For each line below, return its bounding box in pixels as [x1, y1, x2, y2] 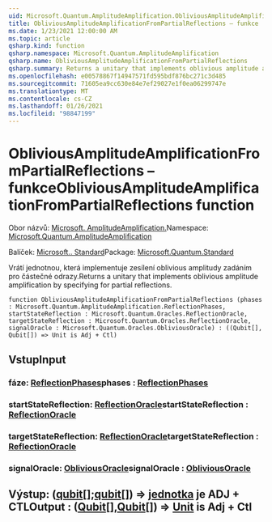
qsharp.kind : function [8, 42, 85, 50]
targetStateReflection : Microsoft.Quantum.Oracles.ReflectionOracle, [8, 316, 252, 325]
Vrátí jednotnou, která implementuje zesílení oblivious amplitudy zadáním [8, 262, 253, 272]
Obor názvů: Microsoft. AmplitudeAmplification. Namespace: [8, 223, 209, 232]
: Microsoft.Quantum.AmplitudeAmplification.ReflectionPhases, [8, 303, 227, 311]
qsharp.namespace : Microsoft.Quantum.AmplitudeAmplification [8, 49, 219, 57]
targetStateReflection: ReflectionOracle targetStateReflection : [8, 431, 259, 442]
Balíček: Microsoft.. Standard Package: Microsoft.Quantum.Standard [8, 247, 235, 257]
